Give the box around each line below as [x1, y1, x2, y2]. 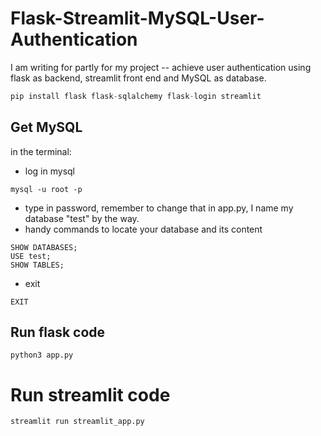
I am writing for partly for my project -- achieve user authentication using [10, 61, 312, 73]
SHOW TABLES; [10, 260, 65, 270]
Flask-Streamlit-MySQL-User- [10, 7, 265, 30]
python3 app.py [10, 350, 74, 361]
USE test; [10, 251, 52, 261]
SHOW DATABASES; [10, 242, 78, 252]
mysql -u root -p [10, 184, 83, 194]
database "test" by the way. [24, 212, 140, 224]
